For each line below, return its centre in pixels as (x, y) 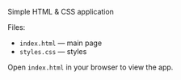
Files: (17, 27)
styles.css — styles (53, 51)
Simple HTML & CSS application (61, 12)
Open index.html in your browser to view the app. (90, 67)
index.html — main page (61, 43)
